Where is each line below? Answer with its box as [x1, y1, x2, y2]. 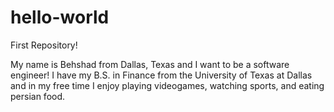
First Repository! [10, 39, 78, 51]
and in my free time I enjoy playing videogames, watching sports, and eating [10, 79, 325, 91]
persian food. [10, 90, 66, 102]
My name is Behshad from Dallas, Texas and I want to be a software [10, 58, 290, 70]
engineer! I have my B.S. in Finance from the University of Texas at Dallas [10, 69, 313, 81]
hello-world [10, 6, 110, 29]
